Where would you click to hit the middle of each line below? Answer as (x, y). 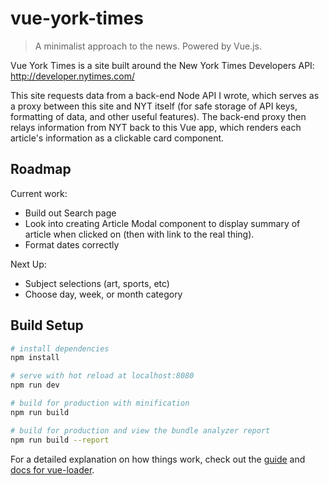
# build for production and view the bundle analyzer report (140, 430)
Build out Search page (70, 213)
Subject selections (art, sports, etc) (97, 283)
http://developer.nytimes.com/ (72, 76)
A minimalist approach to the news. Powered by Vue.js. (148, 46)
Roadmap (41, 169)
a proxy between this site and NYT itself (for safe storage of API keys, (154, 106)
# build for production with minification (100, 403)
